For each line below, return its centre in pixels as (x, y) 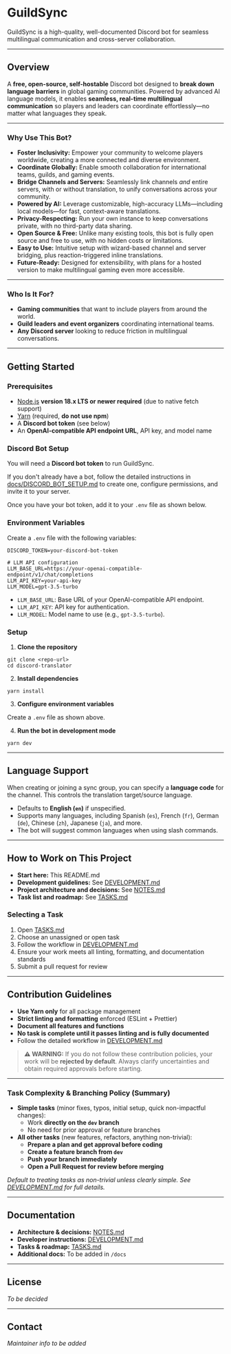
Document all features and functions (70, 1026)
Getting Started (41, 367)
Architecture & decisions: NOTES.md (71, 1232)
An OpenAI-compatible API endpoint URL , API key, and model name (114, 431)
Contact (25, 1327)
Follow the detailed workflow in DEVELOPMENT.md (90, 1040)
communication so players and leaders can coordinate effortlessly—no (108, 106)
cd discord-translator (40, 666)
